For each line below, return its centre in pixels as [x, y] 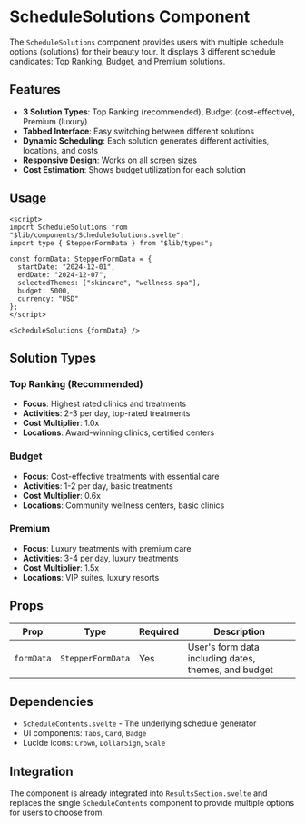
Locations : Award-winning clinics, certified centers [118, 432]
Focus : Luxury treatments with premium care [107, 548]
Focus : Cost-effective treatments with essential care [121, 476]
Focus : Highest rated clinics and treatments [104, 404]
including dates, [221, 658]
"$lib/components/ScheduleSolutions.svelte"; [97, 235]
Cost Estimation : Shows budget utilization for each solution [134, 169]
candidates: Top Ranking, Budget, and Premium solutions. [118, 61]
